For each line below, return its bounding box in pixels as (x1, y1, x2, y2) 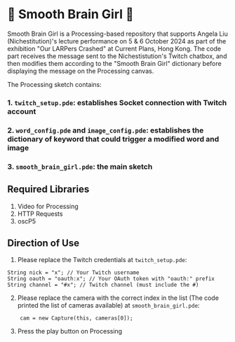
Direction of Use (7, 237, 79, 249)
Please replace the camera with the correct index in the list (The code (17, 294, 220, 302)
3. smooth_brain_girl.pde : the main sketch (7, 161, 153, 171)
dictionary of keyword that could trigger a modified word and (7, 134, 220, 144)
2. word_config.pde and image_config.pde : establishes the (7, 125, 204, 135)
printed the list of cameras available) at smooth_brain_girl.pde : (17, 301, 200, 310)
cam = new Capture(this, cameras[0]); (20, 315, 133, 322)
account (7, 107, 36, 116)
